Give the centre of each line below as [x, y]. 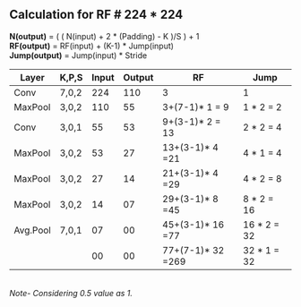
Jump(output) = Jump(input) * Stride [78, 55]
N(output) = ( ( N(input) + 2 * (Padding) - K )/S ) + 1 [104, 36]
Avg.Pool [32, 230]
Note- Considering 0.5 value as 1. [71, 293]
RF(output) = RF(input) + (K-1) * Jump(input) [92, 46]
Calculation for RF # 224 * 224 [96, 15]
